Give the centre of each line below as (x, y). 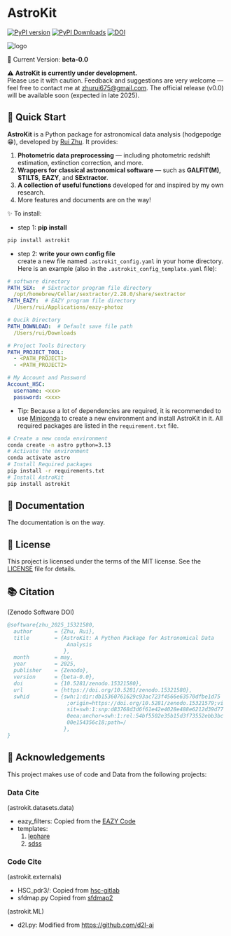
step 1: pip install (42, 227)
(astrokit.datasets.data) (41, 807)
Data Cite (23, 792)
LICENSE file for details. (42, 569)
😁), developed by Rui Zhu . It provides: (63, 141)
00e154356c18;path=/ (97, 722)
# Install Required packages (50, 464)
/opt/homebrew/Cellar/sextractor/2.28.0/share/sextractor (100, 294)
